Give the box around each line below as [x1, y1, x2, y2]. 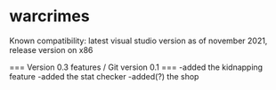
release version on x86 [9, 44, 93, 55]
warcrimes [9, 6, 91, 26]
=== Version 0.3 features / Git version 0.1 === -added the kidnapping [9, 62, 264, 72]
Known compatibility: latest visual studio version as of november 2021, [9, 35, 268, 46]
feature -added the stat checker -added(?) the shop [9, 71, 199, 81]
